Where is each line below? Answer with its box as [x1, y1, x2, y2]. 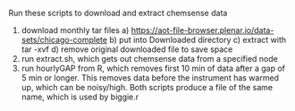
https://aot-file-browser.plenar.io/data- [131, 25, 274, 35]
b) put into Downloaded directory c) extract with [109, 35, 287, 45]
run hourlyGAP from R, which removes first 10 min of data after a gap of [21, 63, 285, 73]
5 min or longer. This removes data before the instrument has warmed [21, 73, 279, 83]
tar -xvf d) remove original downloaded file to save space [21, 44, 233, 55]
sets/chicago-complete [21, 35, 108, 45]
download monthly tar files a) [21, 25, 130, 35]
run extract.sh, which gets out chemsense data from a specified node [21, 54, 278, 64]
